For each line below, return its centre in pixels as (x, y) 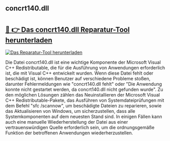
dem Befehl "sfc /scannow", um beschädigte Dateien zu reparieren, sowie (83, 106)
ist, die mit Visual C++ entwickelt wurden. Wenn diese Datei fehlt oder (79, 73)
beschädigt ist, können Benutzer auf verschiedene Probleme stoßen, (78, 78)
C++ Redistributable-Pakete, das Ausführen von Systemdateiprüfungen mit (85, 100)
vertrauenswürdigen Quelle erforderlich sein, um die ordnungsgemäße (80, 127)
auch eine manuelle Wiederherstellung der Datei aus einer (67, 122)
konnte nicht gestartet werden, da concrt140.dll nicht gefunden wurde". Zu (84, 89)
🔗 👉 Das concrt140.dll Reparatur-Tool (68, 29)
